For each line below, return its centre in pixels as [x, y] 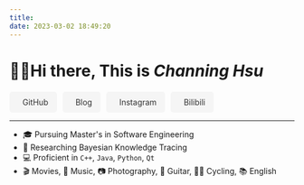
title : [22, 18]
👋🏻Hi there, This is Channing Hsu [137, 71]
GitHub [35, 102]
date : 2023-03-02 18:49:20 [60, 26]
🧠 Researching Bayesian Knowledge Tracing [105, 147]
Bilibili [195, 102]
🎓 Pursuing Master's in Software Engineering [108, 134]
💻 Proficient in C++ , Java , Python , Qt [89, 157]
